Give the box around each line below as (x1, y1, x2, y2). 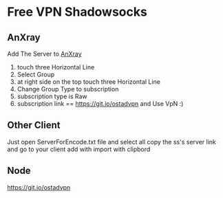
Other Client (7, 120, 61, 131)
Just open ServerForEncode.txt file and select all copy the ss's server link (7, 137, 217, 146)
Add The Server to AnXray (7, 49, 82, 58)
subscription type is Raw (17, 92, 87, 100)
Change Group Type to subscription (17, 85, 119, 93)
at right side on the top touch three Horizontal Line (17, 78, 160, 86)
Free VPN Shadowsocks (7, 4, 148, 20)
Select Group (17, 70, 55, 78)
